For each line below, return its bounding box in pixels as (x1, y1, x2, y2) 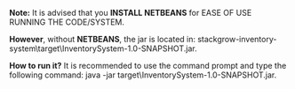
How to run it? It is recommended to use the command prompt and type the (9, 61, 287, 70)
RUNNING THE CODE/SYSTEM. (9, 17, 125, 27)
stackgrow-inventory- (196, 34, 277, 44)
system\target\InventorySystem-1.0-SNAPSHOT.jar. (9, 43, 197, 54)
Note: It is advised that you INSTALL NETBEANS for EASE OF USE (9, 8, 252, 18)
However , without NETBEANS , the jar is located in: (9, 34, 195, 44)
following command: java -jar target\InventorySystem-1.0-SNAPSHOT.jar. (9, 70, 277, 80)
